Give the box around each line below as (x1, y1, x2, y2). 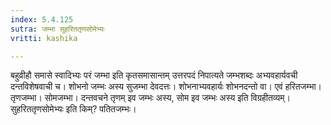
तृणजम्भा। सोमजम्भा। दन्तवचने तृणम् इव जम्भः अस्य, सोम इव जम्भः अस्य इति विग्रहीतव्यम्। (10, 92, 291, 104)
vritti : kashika (10, 33, 78, 43)
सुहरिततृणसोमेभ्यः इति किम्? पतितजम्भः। (10, 103, 137, 115)
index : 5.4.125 (10, 14, 74, 25)
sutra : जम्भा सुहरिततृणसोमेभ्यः (10, 24, 105, 34)
